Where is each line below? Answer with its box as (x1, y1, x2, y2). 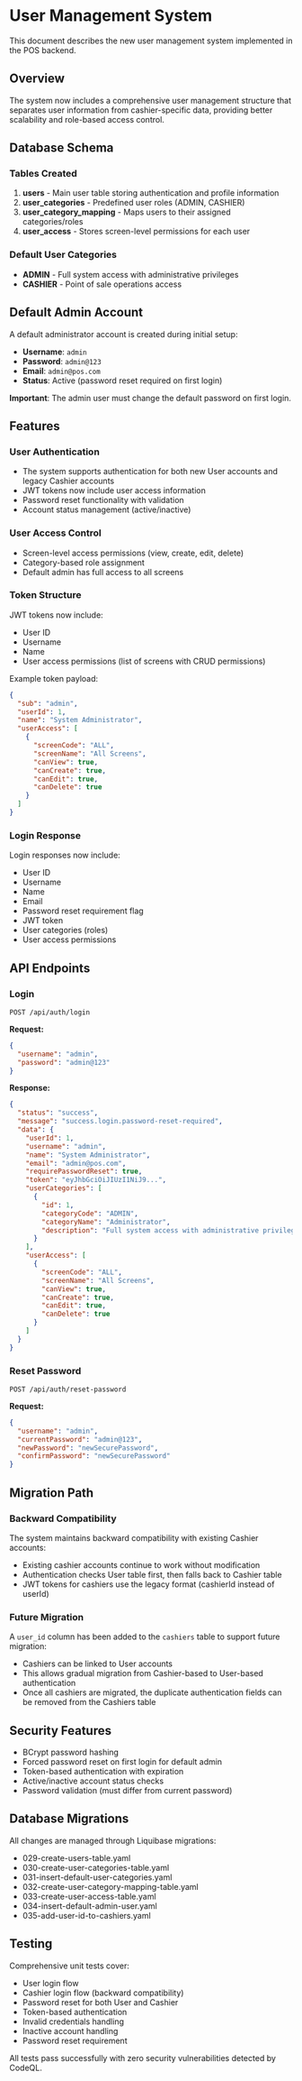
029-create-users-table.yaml (22, 1852, 131, 1863)
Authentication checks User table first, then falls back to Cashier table (22, 1569, 282, 1580)
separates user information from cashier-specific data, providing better (9, 105, 273, 115)
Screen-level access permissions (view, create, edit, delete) (22, 547, 244, 558)
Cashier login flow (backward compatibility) (22, 1987, 184, 1998)
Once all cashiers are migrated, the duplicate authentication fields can (22, 1687, 282, 1698)
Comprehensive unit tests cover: (9, 1960, 130, 1971)
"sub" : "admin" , (17, 699, 78, 708)
